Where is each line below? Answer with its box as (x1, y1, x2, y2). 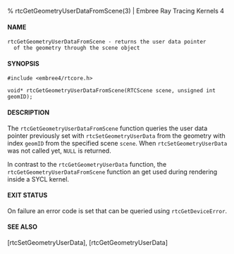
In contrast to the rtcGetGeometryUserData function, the (7, 160, 167, 168)
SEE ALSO (7, 222, 37, 231)
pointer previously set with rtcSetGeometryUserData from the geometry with (7, 131, 226, 140)
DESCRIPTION (7, 108, 50, 116)
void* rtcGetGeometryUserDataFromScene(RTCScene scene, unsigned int (7, 87, 216, 94)
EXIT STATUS (7, 191, 48, 200)
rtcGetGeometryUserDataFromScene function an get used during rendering (7, 167, 218, 176)
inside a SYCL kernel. (7, 174, 69, 183)
